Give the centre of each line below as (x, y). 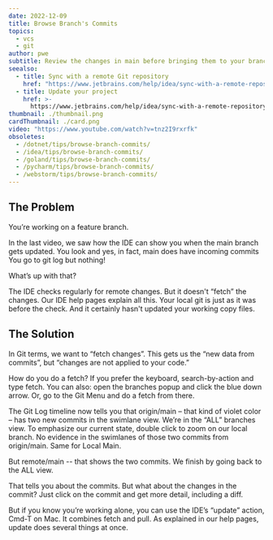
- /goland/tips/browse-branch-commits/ (83, 159)
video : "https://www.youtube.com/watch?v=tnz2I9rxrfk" (103, 129)
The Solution (41, 334)
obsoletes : (27, 136)
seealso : (23, 69)
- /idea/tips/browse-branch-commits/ (80, 152)
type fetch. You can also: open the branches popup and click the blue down (135, 387)
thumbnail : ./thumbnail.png (56, 114)
